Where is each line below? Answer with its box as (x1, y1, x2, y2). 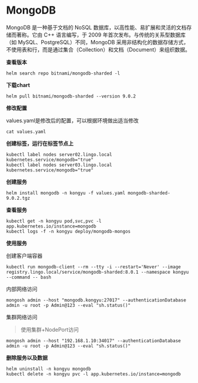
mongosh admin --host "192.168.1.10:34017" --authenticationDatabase (6, 337, 181, 343)
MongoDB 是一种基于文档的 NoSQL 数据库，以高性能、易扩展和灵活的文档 (6, 24, 187, 31)
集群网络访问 (6, 313, 37, 320)
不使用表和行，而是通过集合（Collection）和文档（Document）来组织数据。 (6, 46, 191, 53)
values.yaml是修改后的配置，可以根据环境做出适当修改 (6, 116, 139, 124)
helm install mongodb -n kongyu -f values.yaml (6, 190, 126, 196)
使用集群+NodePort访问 (20, 326, 79, 333)
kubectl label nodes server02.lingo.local (6, 151, 112, 157)
